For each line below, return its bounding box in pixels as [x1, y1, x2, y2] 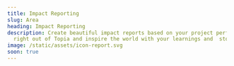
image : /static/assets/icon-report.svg [7, 42, 123, 49]
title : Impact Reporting [7, 10, 79, 17]
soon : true [7, 49, 39, 56]
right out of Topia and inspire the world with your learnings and [13, 36, 214, 43]
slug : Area [7, 16, 39, 23]
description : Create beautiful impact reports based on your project [7, 29, 214, 36]
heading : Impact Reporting [7, 23, 86, 30]
